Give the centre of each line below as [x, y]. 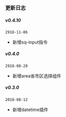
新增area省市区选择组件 [37, 75]
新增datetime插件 [30, 109]
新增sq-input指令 [30, 42]
